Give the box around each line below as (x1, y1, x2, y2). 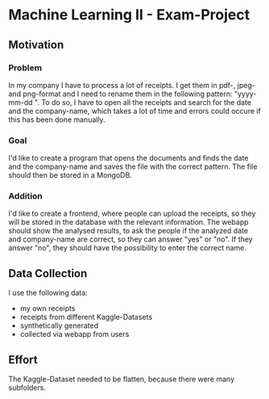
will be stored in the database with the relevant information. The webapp (8, 217, 249, 227)
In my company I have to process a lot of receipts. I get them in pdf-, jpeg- (8, 80, 255, 90)
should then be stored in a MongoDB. (8, 170, 133, 180)
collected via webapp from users (19, 330, 130, 339)
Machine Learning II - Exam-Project (8, 6, 250, 24)
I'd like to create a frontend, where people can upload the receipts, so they (8, 208, 256, 219)
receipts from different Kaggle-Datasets (19, 313, 153, 322)
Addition (8, 191, 43, 202)
